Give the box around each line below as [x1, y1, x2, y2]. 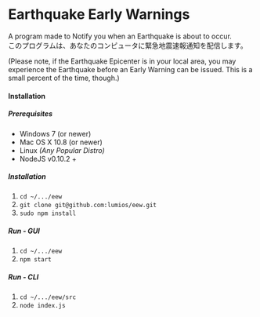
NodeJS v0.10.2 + [19, 154, 77, 163]
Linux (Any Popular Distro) [19, 145, 106, 155]
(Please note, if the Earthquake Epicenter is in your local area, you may [8, 56, 237, 66]
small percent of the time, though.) [8, 73, 120, 82]
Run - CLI [8, 272, 39, 282]
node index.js [19, 302, 66, 310]
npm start [19, 256, 52, 264]
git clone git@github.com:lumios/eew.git [19, 202, 157, 210]
